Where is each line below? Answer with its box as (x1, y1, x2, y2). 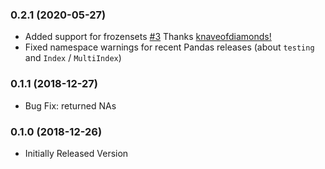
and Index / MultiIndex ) (24, 52, 122, 64)
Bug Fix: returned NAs (24, 99, 117, 112)
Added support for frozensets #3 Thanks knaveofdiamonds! (24, 31, 272, 43)
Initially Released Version (24, 147, 129, 159)
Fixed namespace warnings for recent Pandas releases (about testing (24, 41, 315, 53)
